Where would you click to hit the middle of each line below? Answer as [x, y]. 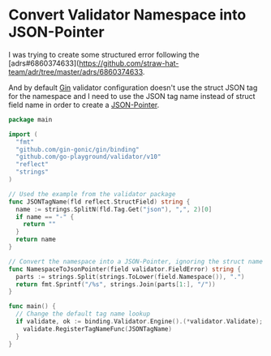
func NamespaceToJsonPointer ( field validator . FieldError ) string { [125, 269]
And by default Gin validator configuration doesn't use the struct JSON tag [133, 88]
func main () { [32, 307]
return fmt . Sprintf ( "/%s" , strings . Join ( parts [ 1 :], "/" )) [116, 284]
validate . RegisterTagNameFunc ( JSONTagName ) [98, 329]
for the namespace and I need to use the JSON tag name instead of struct [132, 96]
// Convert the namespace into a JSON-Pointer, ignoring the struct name [136, 261]
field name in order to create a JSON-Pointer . [84, 105]
